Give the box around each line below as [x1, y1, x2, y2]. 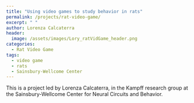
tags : [6, 52, 19, 58]
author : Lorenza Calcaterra [6, 25, 75, 31]
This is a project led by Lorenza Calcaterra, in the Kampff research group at [6, 84, 189, 91]
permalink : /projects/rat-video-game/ [6, 14, 101, 20]
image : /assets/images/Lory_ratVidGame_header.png [11, 36, 138, 42]
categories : [6, 42, 35, 47]
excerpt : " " [6, 19, 38, 25]
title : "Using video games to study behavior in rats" [6, 8, 143, 15]
